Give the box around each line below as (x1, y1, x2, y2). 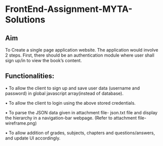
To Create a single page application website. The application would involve (5, 47, 159, 53)
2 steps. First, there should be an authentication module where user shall (5, 52, 155, 58)
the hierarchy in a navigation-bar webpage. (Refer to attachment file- (5, 115, 147, 121)
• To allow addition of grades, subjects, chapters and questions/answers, (5, 130, 155, 136)
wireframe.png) (5, 120, 37, 126)
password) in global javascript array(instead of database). (5, 90, 124, 96)
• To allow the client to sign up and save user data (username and (5, 85, 140, 91)
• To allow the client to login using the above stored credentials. (5, 100, 136, 106)
